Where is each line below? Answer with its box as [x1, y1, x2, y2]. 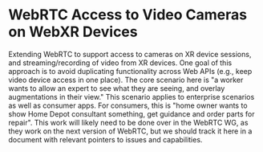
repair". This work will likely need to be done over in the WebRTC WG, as [8, 117, 249, 127]
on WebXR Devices [8, 23, 138, 41]
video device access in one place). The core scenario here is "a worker [8, 75, 244, 84]
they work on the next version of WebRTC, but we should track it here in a [8, 126, 253, 136]
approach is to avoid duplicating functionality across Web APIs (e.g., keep [8, 66, 253, 76]
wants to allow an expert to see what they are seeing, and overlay [8, 83, 225, 93]
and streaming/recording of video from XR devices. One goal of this [8, 58, 233, 68]
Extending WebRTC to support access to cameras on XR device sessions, [8, 49, 252, 59]
